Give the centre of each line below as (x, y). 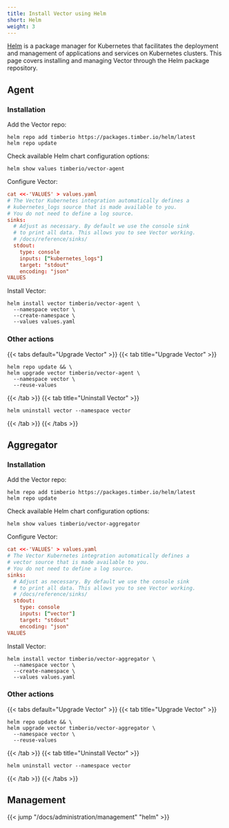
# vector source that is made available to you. (78, 563)
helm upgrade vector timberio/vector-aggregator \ (81, 728)
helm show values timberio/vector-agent (66, 169)
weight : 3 (21, 26)
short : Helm (24, 20)
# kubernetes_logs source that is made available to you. (92, 207)
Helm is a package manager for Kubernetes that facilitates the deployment (113, 46)
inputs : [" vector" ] (48, 614)
